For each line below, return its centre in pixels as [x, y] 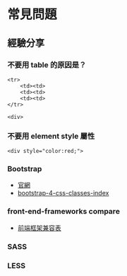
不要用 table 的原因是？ [47, 64]
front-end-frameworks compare [64, 212]
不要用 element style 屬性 [51, 136]
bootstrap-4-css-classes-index [63, 193]
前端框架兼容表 [39, 228]
